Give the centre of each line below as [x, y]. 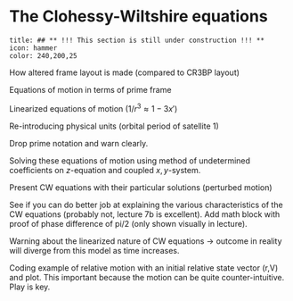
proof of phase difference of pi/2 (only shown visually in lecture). [128, 223]
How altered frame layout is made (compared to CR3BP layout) [125, 72]
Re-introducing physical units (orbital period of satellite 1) [114, 126]
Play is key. [30, 287]
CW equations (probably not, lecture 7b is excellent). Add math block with [145, 214]
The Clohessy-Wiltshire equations [139, 17]
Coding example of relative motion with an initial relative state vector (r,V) [144, 268]
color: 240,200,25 [43, 55]
